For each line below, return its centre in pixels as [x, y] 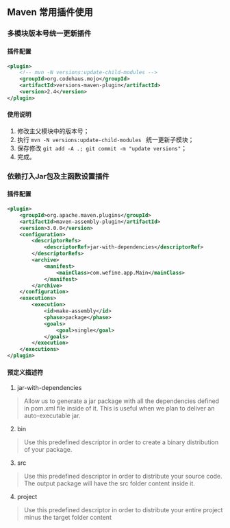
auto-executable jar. [52, 416]
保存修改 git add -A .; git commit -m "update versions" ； [102, 148]
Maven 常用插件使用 [50, 12]
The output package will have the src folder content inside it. [109, 483]
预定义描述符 [25, 372]
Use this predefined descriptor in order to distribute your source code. [123, 477]
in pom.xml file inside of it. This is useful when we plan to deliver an [119, 409]
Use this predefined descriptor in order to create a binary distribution [121, 442]
